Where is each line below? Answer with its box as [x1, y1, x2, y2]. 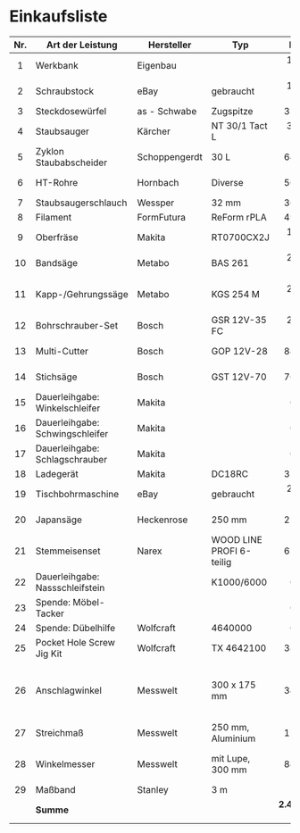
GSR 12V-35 [211, 313, 267, 326]
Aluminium [211, 732, 256, 745]
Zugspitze [211, 104, 254, 117]
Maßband [35, 783, 76, 796]
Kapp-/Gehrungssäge [35, 287, 129, 300]
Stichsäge [35, 371, 78, 383]
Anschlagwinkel [35, 684, 103, 696]
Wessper [137, 196, 175, 209]
